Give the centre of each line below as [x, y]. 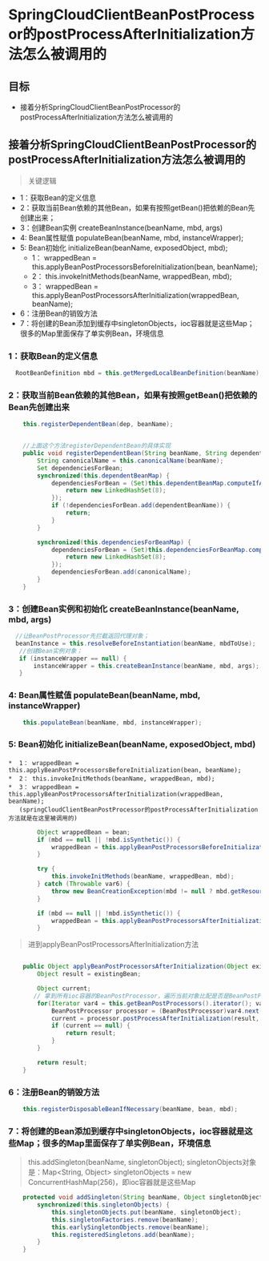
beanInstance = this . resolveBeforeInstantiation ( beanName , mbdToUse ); [136, 643]
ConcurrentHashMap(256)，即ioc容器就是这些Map [112, 1182]
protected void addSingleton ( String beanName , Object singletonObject [143, 1198]
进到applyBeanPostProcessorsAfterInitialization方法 [113, 945]
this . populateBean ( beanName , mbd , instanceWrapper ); [112, 723]
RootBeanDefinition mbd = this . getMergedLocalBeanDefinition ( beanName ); [139, 373]
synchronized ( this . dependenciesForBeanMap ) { [114, 542]
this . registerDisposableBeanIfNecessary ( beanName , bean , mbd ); [130, 1109]
